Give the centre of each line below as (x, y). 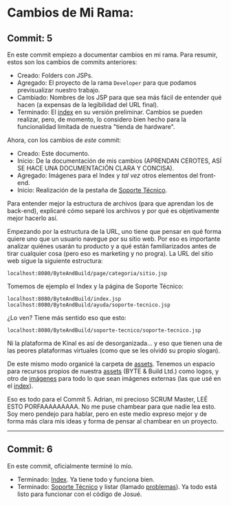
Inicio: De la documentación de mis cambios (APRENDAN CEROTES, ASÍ (119, 161)
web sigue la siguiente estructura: (55, 261)
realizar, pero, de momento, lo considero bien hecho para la (102, 119)
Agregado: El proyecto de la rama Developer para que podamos (107, 83)
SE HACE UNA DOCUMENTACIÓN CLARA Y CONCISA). (96, 168)
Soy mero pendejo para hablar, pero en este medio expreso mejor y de (107, 414)
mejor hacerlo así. (33, 218)
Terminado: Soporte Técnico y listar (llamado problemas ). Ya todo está (117, 486)
